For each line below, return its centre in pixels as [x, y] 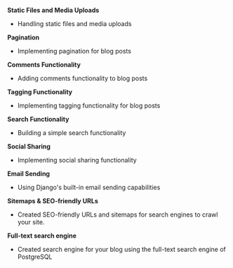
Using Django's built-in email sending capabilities [89, 187]
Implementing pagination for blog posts [74, 51]
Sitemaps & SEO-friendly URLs [53, 201]
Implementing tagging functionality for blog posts [89, 106]
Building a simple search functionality [72, 133]
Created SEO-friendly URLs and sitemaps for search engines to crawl [118, 215]
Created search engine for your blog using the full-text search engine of [122, 249]
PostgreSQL [35, 257]
